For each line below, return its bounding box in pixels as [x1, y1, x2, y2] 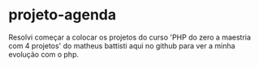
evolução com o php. [8, 49, 80, 59]
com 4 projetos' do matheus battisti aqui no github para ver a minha [8, 40, 235, 50]
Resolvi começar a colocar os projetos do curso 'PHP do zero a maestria [8, 32, 252, 42]
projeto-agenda [8, 6, 117, 24]
